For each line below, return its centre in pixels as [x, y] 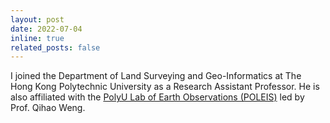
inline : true [37, 38]
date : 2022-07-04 [46, 29]
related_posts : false [55, 47]
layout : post [37, 19]
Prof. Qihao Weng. [48, 108]
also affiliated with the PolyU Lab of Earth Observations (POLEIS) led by [157, 97]
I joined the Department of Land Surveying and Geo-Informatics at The [156, 76]
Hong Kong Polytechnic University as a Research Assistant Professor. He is [165, 87]
